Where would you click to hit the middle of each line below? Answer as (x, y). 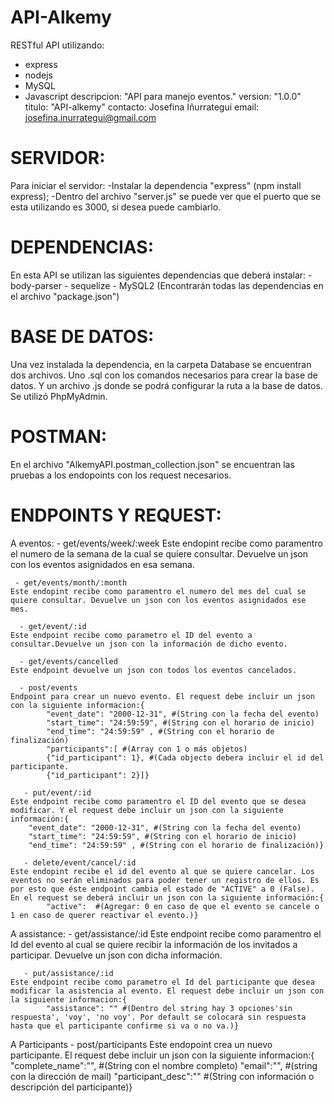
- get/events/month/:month (71, 582)
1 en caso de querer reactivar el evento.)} (104, 915)
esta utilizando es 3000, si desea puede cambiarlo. (116, 207)
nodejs (38, 75)
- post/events (48, 687)
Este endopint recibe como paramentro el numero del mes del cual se (158, 591)
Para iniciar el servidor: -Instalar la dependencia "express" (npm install (156, 185)
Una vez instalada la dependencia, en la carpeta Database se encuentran (161, 364)
